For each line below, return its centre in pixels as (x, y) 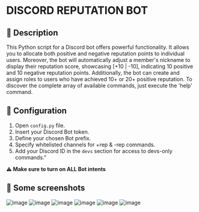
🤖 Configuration (37, 111)
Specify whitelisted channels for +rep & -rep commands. (85, 145)
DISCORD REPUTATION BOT (77, 11)
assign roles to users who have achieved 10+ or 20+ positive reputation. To (99, 79)
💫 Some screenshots (46, 188)
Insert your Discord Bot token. (52, 132)
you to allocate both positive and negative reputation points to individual (96, 54)
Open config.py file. (40, 125)
